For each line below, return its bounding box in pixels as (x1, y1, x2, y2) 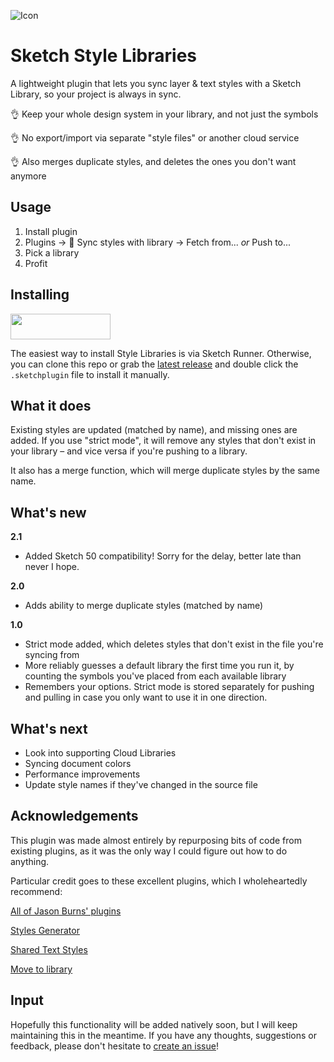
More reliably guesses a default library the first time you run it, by (24, 660, 295, 672)
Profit (24, 257, 48, 269)
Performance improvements (24, 768, 141, 780)
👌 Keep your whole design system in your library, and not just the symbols (10, 108, 319, 120)
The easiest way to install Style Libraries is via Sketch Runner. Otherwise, (10, 347, 312, 359)
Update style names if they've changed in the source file (24, 779, 258, 790)
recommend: (10, 885, 63, 897)
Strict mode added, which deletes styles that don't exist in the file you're (24, 638, 324, 650)
